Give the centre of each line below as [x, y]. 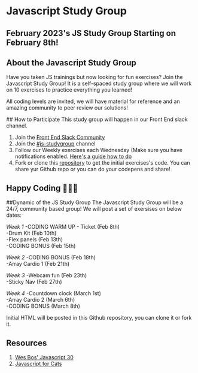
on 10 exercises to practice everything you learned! [69, 90]
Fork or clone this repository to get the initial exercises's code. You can [102, 163]
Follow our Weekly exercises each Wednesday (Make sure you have [98, 150]
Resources [27, 343]
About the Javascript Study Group [71, 63]
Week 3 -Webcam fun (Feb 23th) [47, 275]
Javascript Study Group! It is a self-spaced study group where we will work [99, 84]
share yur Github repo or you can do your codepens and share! [92, 169]
